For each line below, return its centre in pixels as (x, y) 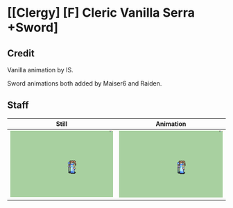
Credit (21, 53)
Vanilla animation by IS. (41, 70)
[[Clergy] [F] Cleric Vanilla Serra (101, 13)
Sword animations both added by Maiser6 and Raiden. (85, 83)
